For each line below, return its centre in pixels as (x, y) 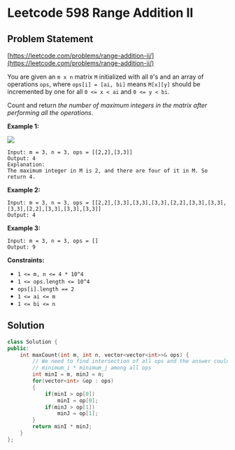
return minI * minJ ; (62, 427)
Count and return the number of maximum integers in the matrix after (107, 105)
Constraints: (26, 260)
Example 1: (23, 126)
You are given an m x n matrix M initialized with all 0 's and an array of (106, 77)
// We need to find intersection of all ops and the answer (122, 362)
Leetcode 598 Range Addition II (100, 13)
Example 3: (24, 228)
